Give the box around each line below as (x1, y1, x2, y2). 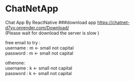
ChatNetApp (5, 3, 58, 14)
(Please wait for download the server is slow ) (5, 30, 99, 36)
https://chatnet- (97, 19, 130, 25)
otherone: (5, 60, 25, 66)
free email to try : (5, 39, 41, 45)
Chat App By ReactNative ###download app (5, 19, 96, 25)
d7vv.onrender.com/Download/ (5, 24, 69, 30)
